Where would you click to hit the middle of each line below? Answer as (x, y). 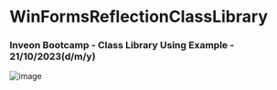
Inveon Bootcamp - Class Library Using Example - (122, 45)
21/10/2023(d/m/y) (53, 56)
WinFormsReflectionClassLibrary (138, 17)
